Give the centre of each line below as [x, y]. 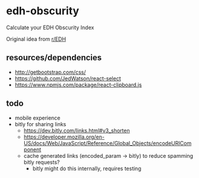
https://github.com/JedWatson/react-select [68, 78]
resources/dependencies [54, 58]
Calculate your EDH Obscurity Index [50, 27]
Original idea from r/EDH [36, 39]
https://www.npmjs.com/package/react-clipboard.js [78, 85]
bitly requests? [42, 162]
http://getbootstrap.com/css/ [50, 72]
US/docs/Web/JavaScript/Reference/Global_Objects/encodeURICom [108, 143]
